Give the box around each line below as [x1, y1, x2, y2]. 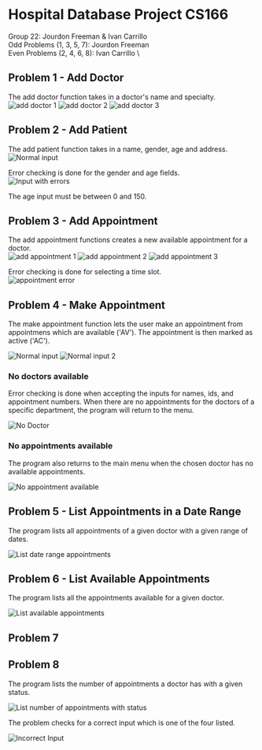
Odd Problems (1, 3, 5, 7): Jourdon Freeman [8, 39, 149, 49]
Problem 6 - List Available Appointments [8, 572, 210, 585]
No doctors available [8, 371, 89, 382]
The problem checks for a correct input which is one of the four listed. [8, 718, 236, 727]
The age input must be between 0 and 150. [8, 191, 147, 201]
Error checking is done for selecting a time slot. [8, 267, 162, 277]
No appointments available [8, 440, 113, 451]
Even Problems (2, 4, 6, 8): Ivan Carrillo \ [8, 48, 140, 58]
